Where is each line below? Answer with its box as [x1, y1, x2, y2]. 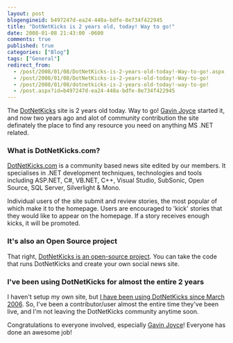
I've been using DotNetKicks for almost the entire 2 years [7, 276, 205, 286]
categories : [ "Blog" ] [7, 49, 70, 56]
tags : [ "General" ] [7, 55, 60, 62]
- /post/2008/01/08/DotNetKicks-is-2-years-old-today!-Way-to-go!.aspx [13, 68, 225, 75]
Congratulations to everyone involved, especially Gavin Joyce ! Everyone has [7, 321, 226, 329]
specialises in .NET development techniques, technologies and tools [7, 169, 202, 177]
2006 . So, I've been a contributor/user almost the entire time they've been [7, 300, 219, 308]
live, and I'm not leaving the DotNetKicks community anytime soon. [7, 308, 199, 316]
